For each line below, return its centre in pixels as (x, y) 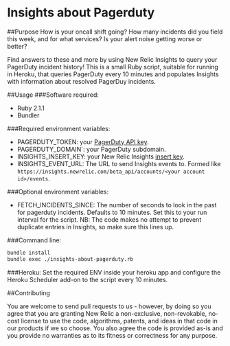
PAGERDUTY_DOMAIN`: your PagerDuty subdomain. (91, 149)
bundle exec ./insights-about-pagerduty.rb (70, 259)
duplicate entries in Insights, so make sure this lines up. (95, 227)
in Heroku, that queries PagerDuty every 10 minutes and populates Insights (113, 74)
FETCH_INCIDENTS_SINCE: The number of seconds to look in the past (117, 205)
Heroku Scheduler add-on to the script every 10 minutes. (88, 279)
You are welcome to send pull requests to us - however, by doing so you (109, 306)
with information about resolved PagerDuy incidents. (82, 81)
